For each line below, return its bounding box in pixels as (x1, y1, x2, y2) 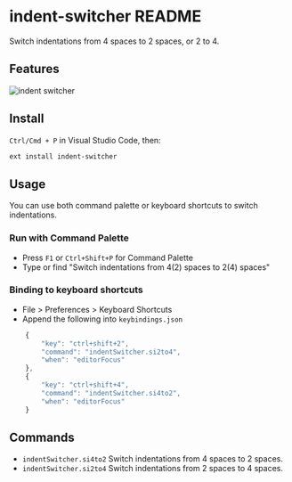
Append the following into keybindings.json (21, 314, 183, 324)
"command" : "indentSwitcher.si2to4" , (41, 347, 181, 356)
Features (9, 61, 60, 77)
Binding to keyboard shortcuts (9, 283, 144, 296)
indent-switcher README (9, 6, 202, 27)
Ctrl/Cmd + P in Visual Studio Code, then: (9, 135, 162, 145)
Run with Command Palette (9, 232, 129, 244)
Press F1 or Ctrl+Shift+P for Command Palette (21, 252, 194, 263)
